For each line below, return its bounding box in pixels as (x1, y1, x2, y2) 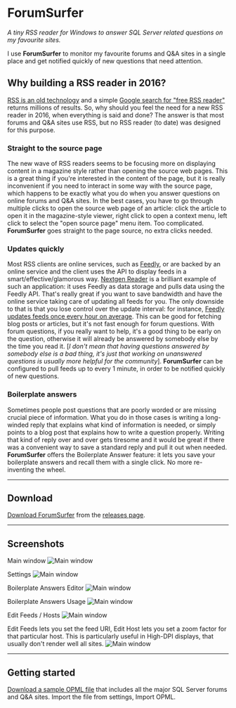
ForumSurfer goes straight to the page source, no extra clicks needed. (7, 226, 213, 235)
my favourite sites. (7, 35, 61, 44)
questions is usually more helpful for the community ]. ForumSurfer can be (7, 357, 223, 366)
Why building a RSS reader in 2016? (7, 77, 166, 89)
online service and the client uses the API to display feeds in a (7, 267, 187, 276)
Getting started (7, 667, 76, 678)
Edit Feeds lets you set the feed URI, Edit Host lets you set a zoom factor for (7, 624, 227, 633)
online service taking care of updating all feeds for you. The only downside (7, 297, 224, 306)
